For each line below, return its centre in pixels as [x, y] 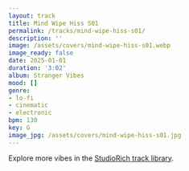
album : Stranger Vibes [46, 75]
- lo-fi [21, 98]
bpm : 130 [23, 120]
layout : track [32, 16]
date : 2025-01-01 [37, 61]
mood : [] [23, 83]
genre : [19, 90]
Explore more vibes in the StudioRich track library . [91, 158]
